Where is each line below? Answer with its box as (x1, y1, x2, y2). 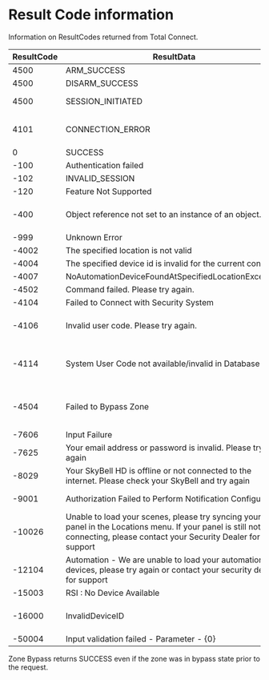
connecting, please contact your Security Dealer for (65, 531, 260, 542)
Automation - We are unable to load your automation (65, 554, 264, 565)
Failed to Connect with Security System (65, 296, 215, 308)
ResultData (152, 50, 196, 62)
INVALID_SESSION (65, 172, 135, 183)
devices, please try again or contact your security (65, 564, 252, 575)
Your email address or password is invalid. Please (65, 442, 251, 453)
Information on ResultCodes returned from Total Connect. (8, 32, 199, 42)
